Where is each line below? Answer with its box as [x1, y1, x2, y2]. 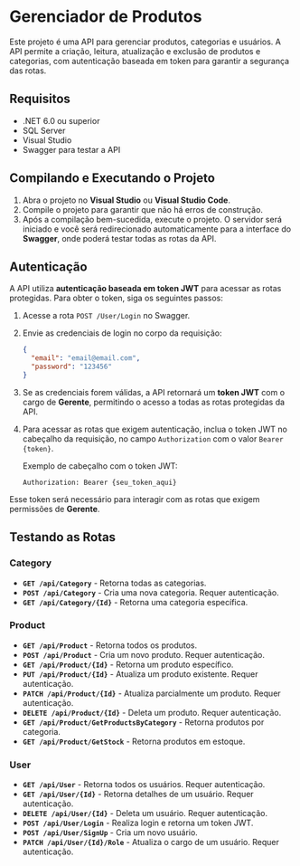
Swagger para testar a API [22, 144, 121, 155]
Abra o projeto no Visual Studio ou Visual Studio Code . [22, 195, 230, 205]
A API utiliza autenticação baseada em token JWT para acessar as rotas [9, 283, 282, 294]
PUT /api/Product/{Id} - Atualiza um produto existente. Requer [22, 668, 258, 680]
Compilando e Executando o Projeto [9, 170, 215, 186]
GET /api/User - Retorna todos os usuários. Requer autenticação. [22, 779, 266, 790]
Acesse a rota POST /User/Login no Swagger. [22, 310, 191, 321]
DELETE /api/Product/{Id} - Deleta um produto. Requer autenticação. [22, 707, 282, 718]
